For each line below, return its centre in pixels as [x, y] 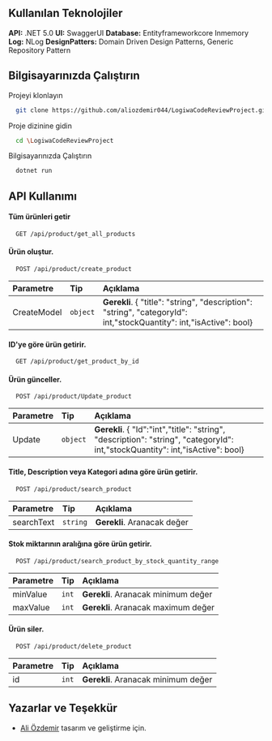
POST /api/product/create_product [74, 269]
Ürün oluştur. [31, 252]
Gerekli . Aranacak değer [142, 522]
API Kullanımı [42, 196]
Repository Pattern [40, 50]
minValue [30, 594]
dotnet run [34, 171]
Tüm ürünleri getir [40, 217]
